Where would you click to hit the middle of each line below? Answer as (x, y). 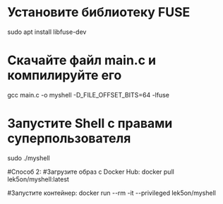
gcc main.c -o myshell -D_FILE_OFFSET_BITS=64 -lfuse (88, 95)
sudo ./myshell (29, 158)
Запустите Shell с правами (90, 124)
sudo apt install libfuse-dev (47, 32)
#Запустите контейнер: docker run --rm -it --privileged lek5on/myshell (112, 193)
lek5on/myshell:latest (38, 179)
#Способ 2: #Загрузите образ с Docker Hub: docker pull (91, 172)
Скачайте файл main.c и (82, 60)
